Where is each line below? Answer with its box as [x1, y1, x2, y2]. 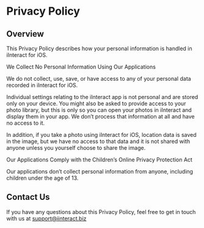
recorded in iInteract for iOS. [6, 81, 78, 89]
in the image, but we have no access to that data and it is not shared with [6, 138, 191, 145]
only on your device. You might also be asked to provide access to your [6, 100, 186, 107]
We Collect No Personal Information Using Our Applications [6, 63, 156, 70]
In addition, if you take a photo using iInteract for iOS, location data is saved [6, 131, 197, 138]
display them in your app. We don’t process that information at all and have [6, 113, 195, 120]
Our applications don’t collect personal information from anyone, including [6, 168, 194, 175]
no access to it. [6, 119, 45, 127]
